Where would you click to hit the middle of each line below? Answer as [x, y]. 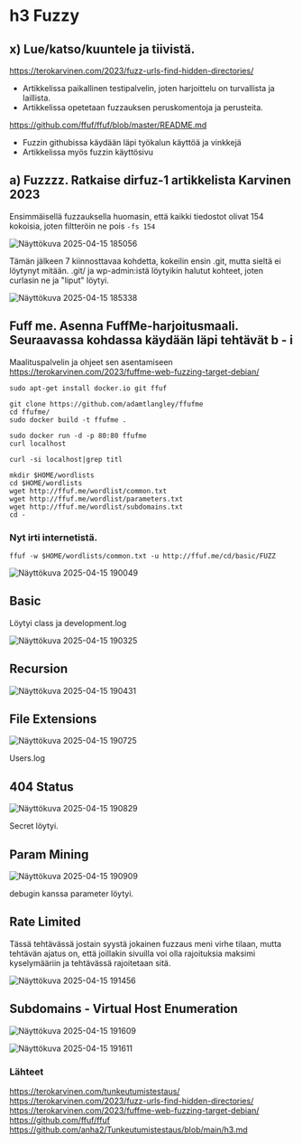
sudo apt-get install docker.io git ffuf [88, 388]
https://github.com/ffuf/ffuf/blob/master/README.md [108, 125]
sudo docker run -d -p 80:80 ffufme [78, 436]
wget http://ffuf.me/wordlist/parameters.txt [96, 499]
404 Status [41, 787]
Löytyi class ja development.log [68, 623]
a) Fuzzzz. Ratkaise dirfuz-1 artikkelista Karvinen [150, 180]
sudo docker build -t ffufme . [68, 420]
